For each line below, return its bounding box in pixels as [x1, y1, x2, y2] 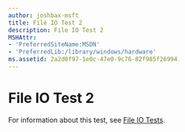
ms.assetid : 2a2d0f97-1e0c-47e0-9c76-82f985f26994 [8, 56, 178, 64]
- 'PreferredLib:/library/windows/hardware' [8, 48, 157, 56]
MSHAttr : [8, 33, 37, 42]
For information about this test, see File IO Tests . [8, 115, 165, 124]
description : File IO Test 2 [8, 26, 104, 34]
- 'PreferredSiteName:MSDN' [8, 41, 101, 49]
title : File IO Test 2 [8, 19, 83, 27]
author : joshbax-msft [8, 11, 80, 20]
